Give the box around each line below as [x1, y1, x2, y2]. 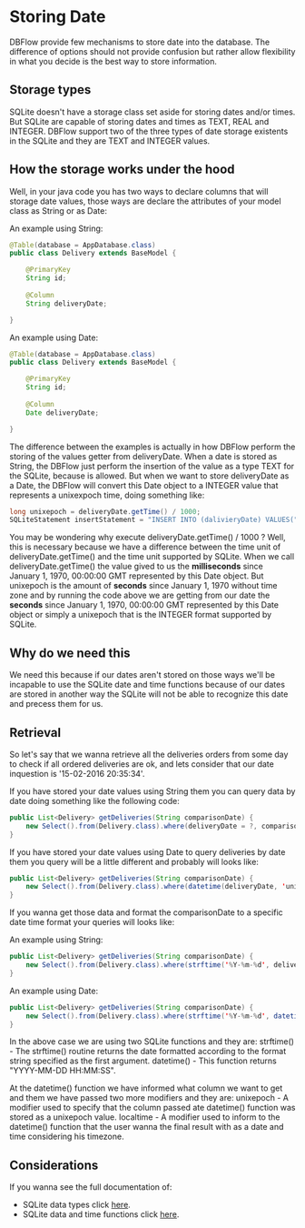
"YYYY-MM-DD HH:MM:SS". [9, 1065, 116, 1076]
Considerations [9, 1157, 99, 1173]
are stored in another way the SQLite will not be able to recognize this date [9, 689, 289, 700]
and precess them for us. [9, 699, 103, 710]
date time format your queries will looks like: [9, 917, 175, 928]
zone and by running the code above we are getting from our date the [9, 589, 271, 601]
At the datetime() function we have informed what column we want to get [9, 1082, 283, 1093]
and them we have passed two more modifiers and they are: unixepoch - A [9, 1092, 289, 1103]
